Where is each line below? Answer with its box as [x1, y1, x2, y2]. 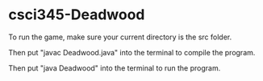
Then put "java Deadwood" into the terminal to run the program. [8, 63, 221, 73]
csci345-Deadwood [8, 6, 145, 24]
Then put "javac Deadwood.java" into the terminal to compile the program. [8, 47, 256, 57]
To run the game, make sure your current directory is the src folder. [8, 32, 232, 42]
